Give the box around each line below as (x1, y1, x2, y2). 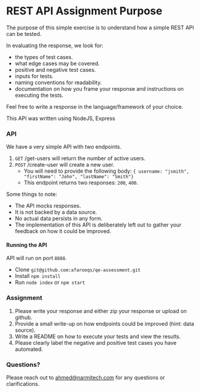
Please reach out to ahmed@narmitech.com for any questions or (6, 374, 165, 381)
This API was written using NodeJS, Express (6, 115, 115, 122)
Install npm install (14, 272, 61, 280)
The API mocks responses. (14, 202, 81, 210)
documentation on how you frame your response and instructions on (14, 85, 184, 92)
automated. (14, 345, 44, 353)
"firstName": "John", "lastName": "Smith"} (23, 174, 134, 180)
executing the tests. (14, 91, 64, 99)
